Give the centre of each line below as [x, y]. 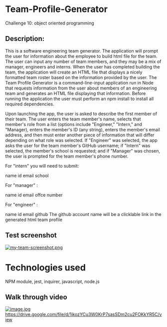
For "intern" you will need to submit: [42, 165]
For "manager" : [22, 185]
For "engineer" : [22, 204]
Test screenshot [31, 235]
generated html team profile [34, 219]
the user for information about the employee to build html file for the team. [81, 56]
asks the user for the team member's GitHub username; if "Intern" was [78, 145]
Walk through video [36, 297]
